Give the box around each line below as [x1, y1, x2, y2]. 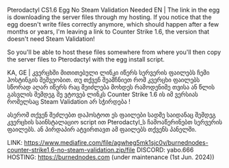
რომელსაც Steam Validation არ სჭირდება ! [7, 98, 131, 105]
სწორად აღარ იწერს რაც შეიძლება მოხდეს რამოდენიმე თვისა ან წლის [7, 83, 215, 91]
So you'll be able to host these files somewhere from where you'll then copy [7, 48, 221, 56]
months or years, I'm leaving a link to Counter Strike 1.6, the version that [7, 27, 210, 36]
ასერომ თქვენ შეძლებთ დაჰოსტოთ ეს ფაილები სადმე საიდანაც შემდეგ [7, 111, 217, 119]
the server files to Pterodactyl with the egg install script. [7, 55, 165, 64]
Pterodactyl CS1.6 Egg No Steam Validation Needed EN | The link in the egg [7, 6, 220, 14]
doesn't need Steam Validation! [7, 35, 96, 43]
